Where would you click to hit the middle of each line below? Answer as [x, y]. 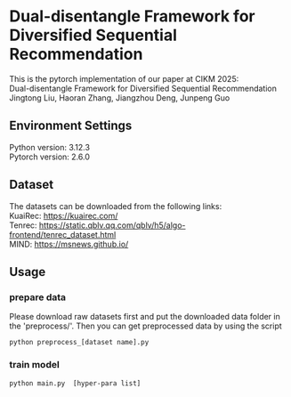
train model [34, 365]
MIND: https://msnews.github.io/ [69, 244]
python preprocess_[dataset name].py [79, 343]
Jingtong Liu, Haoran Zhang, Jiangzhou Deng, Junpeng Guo [120, 97]
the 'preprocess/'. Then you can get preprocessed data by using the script [145, 326]
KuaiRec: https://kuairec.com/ [64, 215]
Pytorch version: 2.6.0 [50, 157]
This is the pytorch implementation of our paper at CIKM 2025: [124, 78]
